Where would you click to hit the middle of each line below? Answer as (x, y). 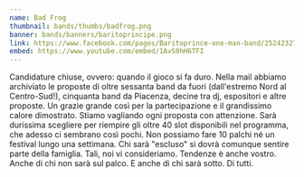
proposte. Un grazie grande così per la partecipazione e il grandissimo (141, 106)
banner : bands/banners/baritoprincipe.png (90, 34)
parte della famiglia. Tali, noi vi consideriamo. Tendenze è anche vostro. (143, 154)
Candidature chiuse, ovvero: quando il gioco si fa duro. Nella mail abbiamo (148, 77)
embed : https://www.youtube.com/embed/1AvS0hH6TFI (107, 51)
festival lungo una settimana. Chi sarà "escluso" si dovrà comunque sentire (149, 144)
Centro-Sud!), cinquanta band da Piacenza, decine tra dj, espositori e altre (148, 97)
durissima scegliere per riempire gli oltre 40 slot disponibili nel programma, (149, 125)
